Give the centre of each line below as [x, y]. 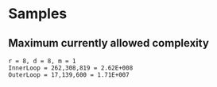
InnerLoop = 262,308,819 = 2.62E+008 [71, 68]
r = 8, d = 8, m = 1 [43, 61]
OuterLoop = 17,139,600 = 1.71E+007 [69, 75]
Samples [38, 14]
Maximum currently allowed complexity [108, 43]
